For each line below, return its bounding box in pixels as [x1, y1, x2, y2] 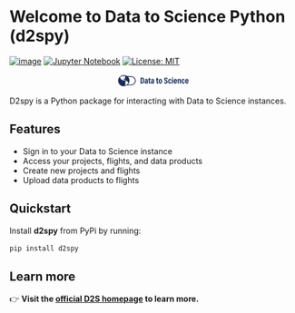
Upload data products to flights [22, 174, 140, 185]
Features [9, 122, 61, 137]
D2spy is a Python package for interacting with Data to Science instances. [9, 95, 287, 106]
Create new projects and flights [22, 165, 141, 176]
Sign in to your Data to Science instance [22, 145, 172, 156]
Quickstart [9, 201, 72, 217]
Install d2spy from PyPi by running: [9, 225, 142, 236]
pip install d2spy [9, 243, 79, 253]
